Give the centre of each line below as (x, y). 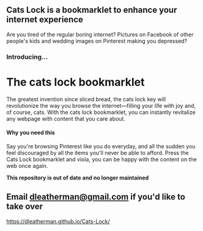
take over (24, 207)
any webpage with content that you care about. (66, 118)
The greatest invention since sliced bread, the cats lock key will (86, 99)
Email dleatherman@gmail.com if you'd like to (96, 197)
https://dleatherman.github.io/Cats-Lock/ (58, 221)
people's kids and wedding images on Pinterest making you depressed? (97, 41)
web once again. (27, 165)
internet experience (45, 20)
